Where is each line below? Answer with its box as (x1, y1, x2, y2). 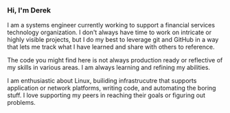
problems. (7, 99, 36, 107)
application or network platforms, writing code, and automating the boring (7, 84, 216, 92)
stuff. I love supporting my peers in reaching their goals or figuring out (7, 91, 206, 99)
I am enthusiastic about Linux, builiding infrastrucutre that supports (7, 77, 197, 85)
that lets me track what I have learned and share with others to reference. (7, 43, 215, 51)
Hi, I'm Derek (7, 5, 51, 15)
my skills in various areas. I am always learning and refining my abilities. (7, 64, 211, 72)
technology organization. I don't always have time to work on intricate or (7, 28, 211, 36)
